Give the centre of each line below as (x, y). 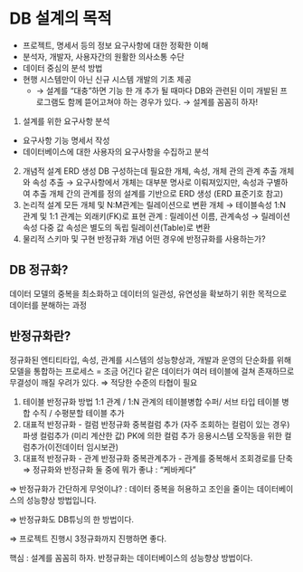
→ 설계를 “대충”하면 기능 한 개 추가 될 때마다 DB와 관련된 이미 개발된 (157, 91)
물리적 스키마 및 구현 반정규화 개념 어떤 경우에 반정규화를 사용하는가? (144, 238)
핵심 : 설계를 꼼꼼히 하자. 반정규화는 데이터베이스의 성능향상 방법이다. (131, 558)
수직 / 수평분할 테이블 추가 (78, 413)
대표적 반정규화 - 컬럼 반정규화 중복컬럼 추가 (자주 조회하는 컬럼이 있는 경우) (156, 424)
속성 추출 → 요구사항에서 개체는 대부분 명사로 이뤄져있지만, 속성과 (148, 182)
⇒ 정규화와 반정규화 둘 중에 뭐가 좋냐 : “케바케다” (109, 469)
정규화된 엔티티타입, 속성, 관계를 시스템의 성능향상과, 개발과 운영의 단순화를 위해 (151, 359)
